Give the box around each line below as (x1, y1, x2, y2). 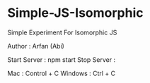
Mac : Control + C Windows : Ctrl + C (7, 69, 115, 77)
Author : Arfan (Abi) (7, 41, 65, 50)
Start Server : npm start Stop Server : (7, 55, 115, 64)
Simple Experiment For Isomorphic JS (7, 28, 117, 37)
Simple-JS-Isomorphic (7, 5, 144, 21)
